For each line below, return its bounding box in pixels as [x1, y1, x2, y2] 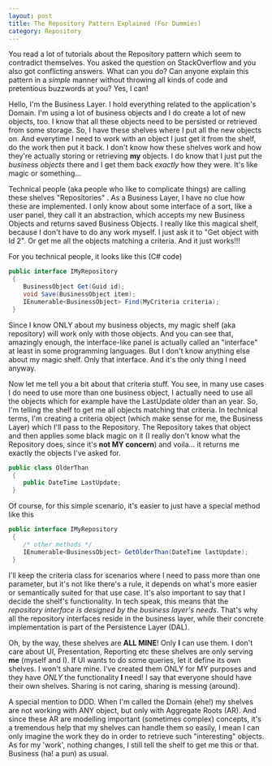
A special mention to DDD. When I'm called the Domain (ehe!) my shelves [8, 696, 254, 707]
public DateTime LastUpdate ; [23, 478, 122, 487]
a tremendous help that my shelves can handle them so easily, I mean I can [8, 722, 260, 732]
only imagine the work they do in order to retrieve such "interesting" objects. [8, 731, 265, 741]
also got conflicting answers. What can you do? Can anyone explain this [8, 67, 249, 76]
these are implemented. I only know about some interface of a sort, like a [8, 201, 253, 211]
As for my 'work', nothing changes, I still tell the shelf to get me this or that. [8, 740, 259, 750]
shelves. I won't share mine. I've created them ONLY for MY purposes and [8, 664, 257, 673]
